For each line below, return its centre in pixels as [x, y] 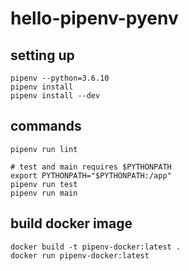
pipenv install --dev [55, 96]
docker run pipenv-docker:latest [80, 255]
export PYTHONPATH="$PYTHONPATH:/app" [91, 175]
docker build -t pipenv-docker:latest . [96, 247]
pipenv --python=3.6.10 [60, 78]
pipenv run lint [44, 149]
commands [46, 126]
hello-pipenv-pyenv [94, 18]
